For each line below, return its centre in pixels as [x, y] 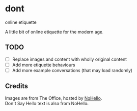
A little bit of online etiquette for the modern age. [55, 32]
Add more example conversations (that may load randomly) [72, 70]
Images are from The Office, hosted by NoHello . [54, 98]
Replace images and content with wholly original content [69, 59]
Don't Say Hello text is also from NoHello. [47, 103]
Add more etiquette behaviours [43, 65]
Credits [17, 86]
